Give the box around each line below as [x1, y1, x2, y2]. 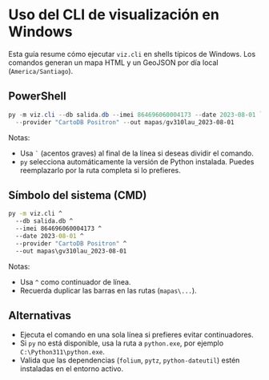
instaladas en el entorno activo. [19, 364, 124, 374]
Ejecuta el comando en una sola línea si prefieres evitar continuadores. [19, 330, 254, 340]
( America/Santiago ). [8, 66, 74, 75]
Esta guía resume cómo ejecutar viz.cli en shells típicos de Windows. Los [8, 49, 256, 59]
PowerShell [8, 90, 66, 103]
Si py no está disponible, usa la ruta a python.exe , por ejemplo [19, 338, 224, 348]
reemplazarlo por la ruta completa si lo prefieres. [19, 165, 182, 175]
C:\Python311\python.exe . [19, 347, 106, 357]
